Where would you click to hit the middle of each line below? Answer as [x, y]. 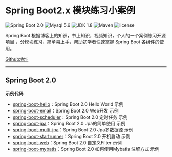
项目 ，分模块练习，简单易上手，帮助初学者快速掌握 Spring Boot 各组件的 [82, 42]
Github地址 [17, 59]
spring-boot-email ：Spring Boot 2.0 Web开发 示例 [66, 110]
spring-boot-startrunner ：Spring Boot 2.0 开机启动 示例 [71, 136]
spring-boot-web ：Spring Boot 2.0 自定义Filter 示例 [67, 142]
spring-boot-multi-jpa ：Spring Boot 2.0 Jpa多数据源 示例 [73, 130]
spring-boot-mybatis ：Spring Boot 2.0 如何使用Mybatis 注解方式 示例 [86, 149]
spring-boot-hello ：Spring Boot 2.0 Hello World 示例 [68, 104]
